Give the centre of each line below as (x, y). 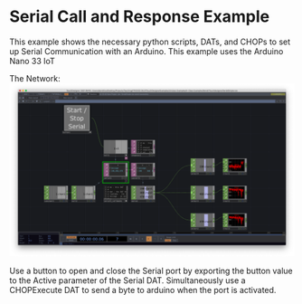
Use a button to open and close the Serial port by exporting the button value (151, 271)
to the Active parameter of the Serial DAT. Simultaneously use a (127, 280)
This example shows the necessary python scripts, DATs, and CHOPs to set (150, 42)
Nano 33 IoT (33, 61)
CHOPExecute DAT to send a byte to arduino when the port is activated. (143, 290)
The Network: (35, 78)
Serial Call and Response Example (139, 17)
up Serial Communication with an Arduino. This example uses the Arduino (146, 51)
